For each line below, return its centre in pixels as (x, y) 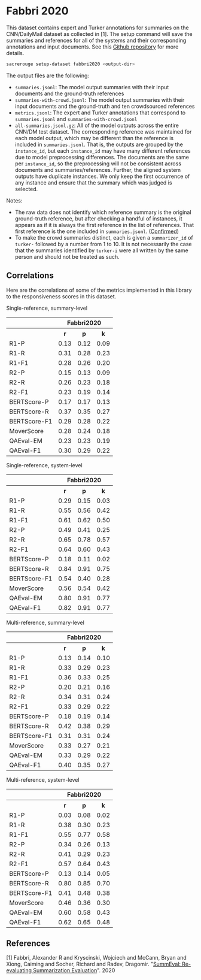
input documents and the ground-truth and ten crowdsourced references (105, 106)
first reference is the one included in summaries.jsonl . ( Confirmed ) (97, 231)
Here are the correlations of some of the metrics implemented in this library (99, 290)
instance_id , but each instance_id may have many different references (103, 150)
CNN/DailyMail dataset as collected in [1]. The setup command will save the (99, 34)
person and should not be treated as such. (67, 256)
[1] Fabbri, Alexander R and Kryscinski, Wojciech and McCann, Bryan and (96, 958)
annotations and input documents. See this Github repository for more (92, 47)
